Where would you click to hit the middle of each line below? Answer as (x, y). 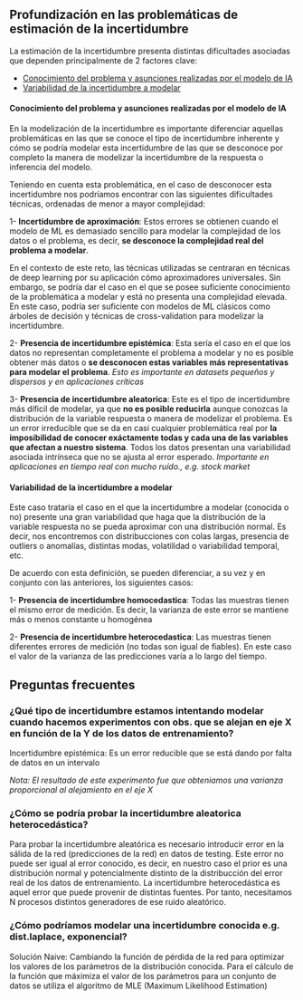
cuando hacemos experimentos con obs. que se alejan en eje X (151, 722)
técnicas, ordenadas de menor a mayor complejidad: (108, 204)
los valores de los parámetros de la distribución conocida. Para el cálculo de (151, 966)
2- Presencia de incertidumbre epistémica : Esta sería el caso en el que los (150, 343)
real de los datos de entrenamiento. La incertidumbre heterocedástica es (145, 883)
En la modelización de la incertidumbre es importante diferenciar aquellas (147, 129)
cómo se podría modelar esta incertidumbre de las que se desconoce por (146, 148)
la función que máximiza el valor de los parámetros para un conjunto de (143, 976)
